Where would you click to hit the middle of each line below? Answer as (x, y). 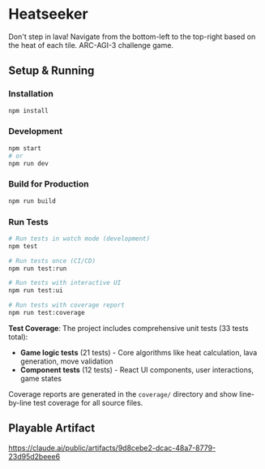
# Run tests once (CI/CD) (52, 260)
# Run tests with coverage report (67, 305)
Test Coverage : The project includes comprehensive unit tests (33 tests (128, 328)
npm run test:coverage (47, 313)
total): (18, 337)
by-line (20, 402)
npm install (28, 110)
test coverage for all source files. (88, 402)
